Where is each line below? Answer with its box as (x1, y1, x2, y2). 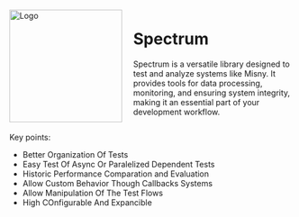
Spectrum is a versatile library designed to (133, 59, 290, 69)
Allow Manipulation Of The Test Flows (22, 187, 164, 198)
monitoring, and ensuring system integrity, (133, 87, 291, 98)
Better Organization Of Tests (22, 149, 129, 159)
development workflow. (133, 106, 221, 117)
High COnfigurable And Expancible (22, 196, 153, 208)
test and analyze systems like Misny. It (133, 68, 276, 78)
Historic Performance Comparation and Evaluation (22, 168, 210, 179)
